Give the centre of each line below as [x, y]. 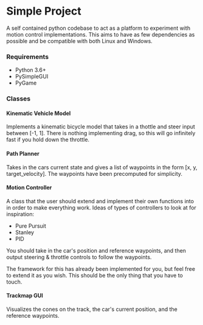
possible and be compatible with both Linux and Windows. [80, 41]
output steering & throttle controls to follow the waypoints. [79, 257]
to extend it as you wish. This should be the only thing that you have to [95, 275]
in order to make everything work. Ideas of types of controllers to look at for [101, 208]
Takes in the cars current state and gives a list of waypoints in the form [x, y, [102, 167]
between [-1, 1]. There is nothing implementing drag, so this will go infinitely [101, 133]
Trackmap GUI [25, 296]
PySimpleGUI [32, 77]
